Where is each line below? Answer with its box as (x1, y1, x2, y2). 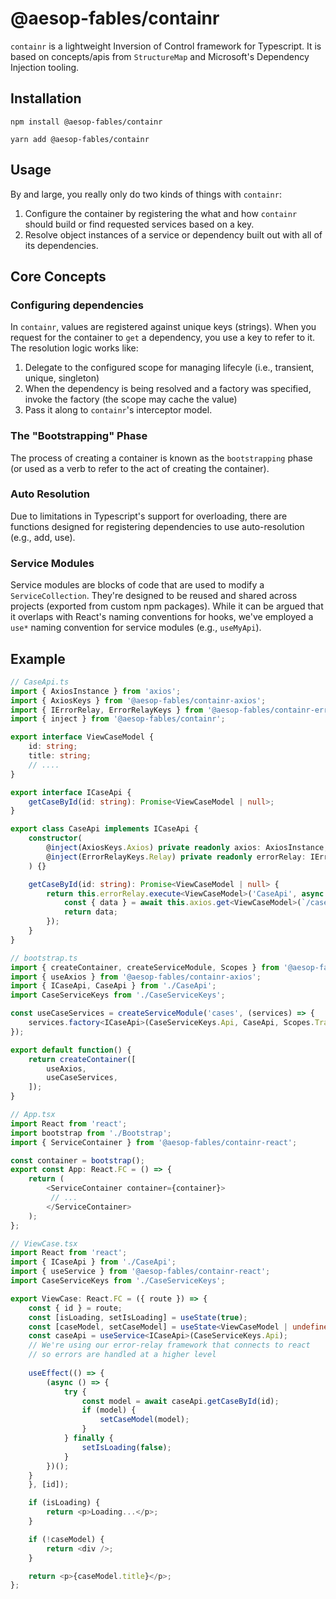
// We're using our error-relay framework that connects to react (28, 1340, 311, 1351)
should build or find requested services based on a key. (24, 218, 255, 230)
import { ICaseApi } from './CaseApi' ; (10, 1257, 177, 1267)
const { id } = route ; (28, 1303, 123, 1313)
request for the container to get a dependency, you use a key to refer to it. (10, 332, 316, 344)
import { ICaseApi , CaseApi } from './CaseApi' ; (10, 981, 217, 991)
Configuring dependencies (10, 298, 144, 312)
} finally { (63, 1433, 114, 1444)
